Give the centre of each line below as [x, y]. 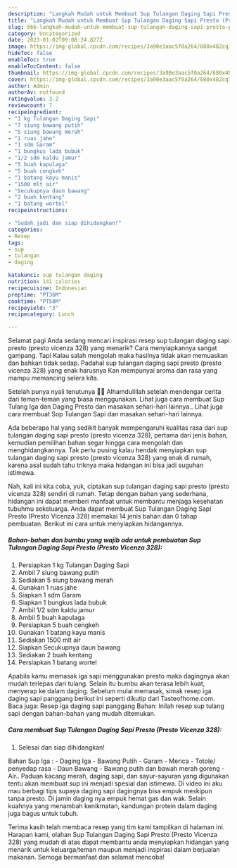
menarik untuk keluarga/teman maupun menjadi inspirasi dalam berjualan [114, 850]
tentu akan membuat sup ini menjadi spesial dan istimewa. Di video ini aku [115, 783]
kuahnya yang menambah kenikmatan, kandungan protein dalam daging [113, 806]
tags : [16, 243]
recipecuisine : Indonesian [47, 288]
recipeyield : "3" [33, 308]
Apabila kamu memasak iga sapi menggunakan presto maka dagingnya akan [119, 676]
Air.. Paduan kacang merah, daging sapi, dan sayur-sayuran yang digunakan [118, 776]
